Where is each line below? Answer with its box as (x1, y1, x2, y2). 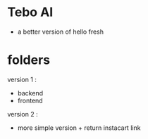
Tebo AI (7, 4, 54, 20)
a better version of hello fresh (17, 27, 104, 36)
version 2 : (7, 110, 38, 118)
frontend (17, 96, 44, 105)
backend (17, 88, 44, 97)
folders (7, 52, 51, 68)
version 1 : (7, 75, 37, 84)
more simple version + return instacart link (17, 124, 141, 132)
